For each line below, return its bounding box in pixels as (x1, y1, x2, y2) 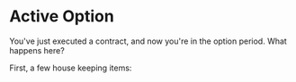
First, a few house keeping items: (9, 62, 132, 73)
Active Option (9, 6, 114, 27)
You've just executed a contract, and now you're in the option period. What (9, 36, 288, 46)
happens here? (9, 45, 65, 55)
